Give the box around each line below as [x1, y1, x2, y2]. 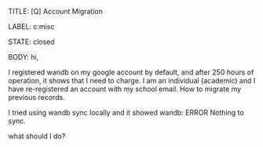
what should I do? [8, 131, 66, 141]
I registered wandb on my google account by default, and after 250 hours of [8, 68, 254, 77]
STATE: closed [8, 37, 55, 46]
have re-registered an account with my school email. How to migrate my [8, 84, 242, 94]
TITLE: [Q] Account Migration [8, 7, 104, 16]
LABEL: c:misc [8, 22, 55, 31]
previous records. [8, 93, 65, 101]
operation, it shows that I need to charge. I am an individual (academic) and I [8, 76, 256, 85]
